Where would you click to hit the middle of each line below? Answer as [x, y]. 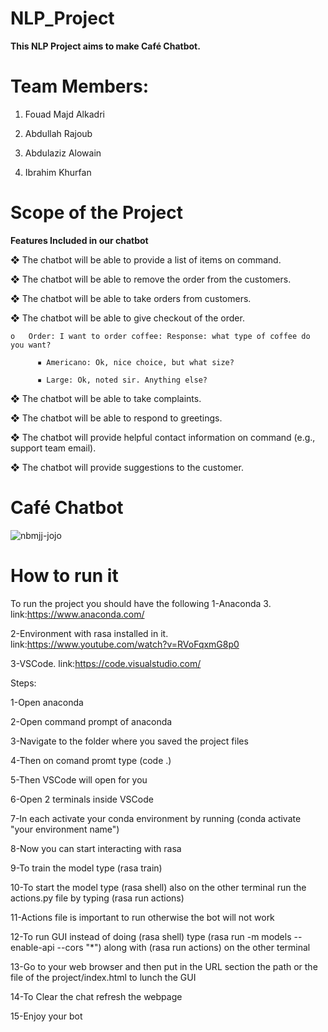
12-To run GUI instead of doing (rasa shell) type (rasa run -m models [151, 936]
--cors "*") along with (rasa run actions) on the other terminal [183, 947]
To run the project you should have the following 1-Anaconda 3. [141, 603]
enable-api [32, 947]
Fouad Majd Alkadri [64, 114]
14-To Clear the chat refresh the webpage [96, 996]
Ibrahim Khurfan [58, 172]
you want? [31, 345]
